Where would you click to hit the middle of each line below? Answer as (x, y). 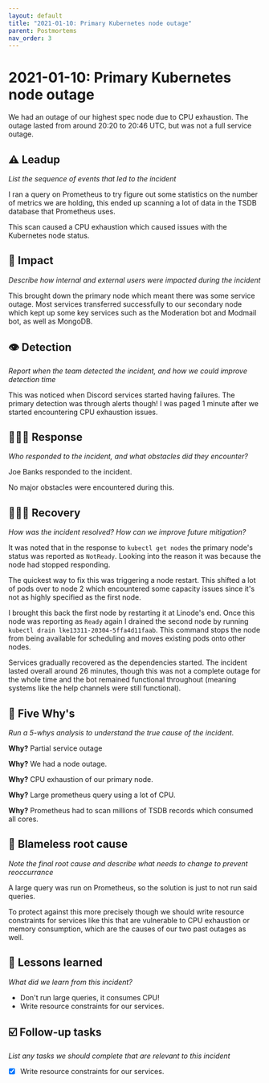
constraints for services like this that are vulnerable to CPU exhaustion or (129, 920)
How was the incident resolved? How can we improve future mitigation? (127, 532)
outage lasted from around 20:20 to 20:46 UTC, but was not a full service (130, 126)
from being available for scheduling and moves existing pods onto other (127, 638)
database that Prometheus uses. (62, 211)
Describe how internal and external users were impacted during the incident (134, 280)
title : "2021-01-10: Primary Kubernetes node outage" (100, 23)
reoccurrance (31, 872)
